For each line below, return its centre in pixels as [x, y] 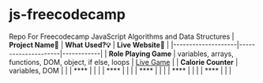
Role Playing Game [140, 54]
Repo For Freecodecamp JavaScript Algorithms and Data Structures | [122, 36]
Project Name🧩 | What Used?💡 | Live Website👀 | [89, 44]
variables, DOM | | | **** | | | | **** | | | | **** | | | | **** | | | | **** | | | [120, 70]
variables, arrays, [205, 54]
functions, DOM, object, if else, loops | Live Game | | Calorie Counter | [124, 62]
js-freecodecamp [67, 15]
